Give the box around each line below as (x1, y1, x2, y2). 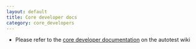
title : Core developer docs (6, 14, 78, 20)
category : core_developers (6, 20, 75, 26)
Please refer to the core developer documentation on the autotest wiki (15, 36, 191, 44)
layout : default (6, 8, 47, 15)
